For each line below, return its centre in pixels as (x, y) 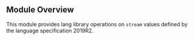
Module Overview (40, 10)
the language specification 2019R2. (50, 30)
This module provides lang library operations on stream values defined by (97, 24)
